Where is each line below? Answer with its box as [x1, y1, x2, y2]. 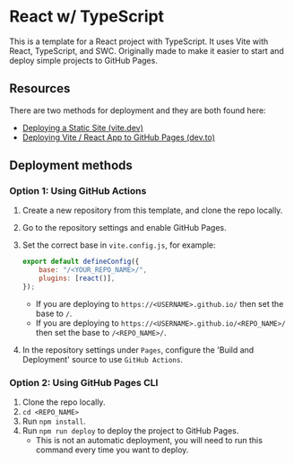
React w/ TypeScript [9, 6, 164, 27]
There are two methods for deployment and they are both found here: [9, 105, 266, 116]
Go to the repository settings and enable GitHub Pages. [22, 223, 227, 233]
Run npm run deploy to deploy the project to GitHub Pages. [22, 425, 239, 436]
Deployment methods [9, 158, 133, 173]
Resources [9, 81, 71, 96]
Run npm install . [22, 416, 87, 427]
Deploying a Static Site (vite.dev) [22, 122, 143, 133]
